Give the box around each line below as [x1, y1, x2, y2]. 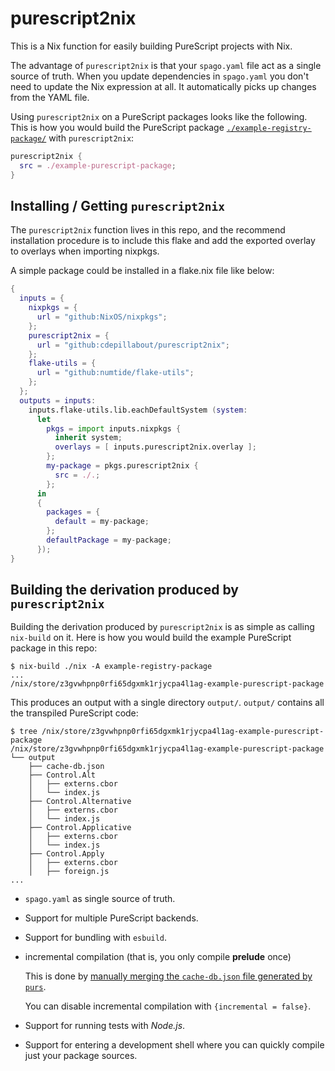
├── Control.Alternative [28, 797, 132, 807]
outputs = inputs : [19, 395, 97, 406]
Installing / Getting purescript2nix [10, 197, 226, 214]
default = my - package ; [54, 517, 150, 527]
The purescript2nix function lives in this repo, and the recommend [10, 224, 286, 236]
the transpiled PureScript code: [10, 707, 139, 719]
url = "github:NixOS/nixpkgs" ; [36, 312, 168, 322]
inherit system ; [54, 433, 123, 443]
